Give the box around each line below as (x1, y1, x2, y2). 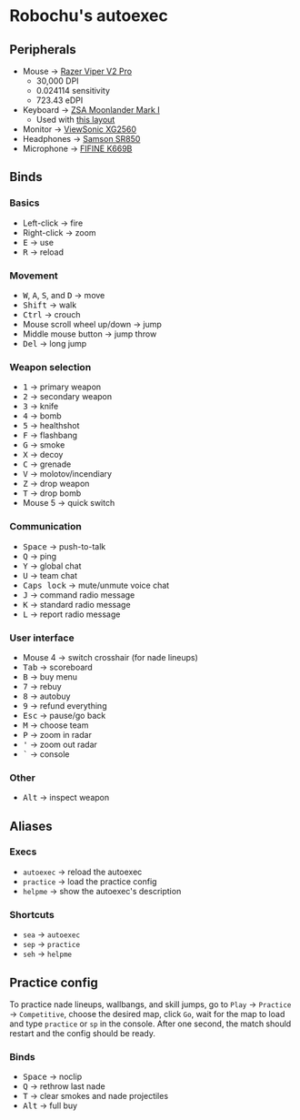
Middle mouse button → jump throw (22, 328, 157, 339)
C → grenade (22, 459, 72, 469)
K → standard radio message (22, 599, 131, 610)
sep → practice (22, 939, 80, 950)
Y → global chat (22, 560, 82, 571)
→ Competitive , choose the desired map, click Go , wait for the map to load (9, 1008, 285, 1019)
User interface (9, 631, 75, 644)
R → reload (22, 247, 65, 257)
